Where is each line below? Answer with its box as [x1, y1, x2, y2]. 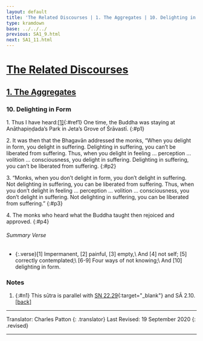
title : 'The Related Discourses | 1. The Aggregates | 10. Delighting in [6, 14, 196, 21]
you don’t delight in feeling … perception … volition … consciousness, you [6, 186, 190, 194]
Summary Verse [6, 232, 47, 239]
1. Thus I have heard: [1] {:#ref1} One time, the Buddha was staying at [6, 118, 175, 126]
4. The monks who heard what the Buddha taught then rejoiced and [6, 211, 175, 218]
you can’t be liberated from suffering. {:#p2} [6, 162, 117, 170]
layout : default [6, 8, 47, 15]
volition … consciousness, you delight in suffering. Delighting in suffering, [6, 156, 189, 163]
